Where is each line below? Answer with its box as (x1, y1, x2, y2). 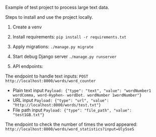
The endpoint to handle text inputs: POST (5, 73, 88, 79)
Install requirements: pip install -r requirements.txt (12, 34, 127, 40)
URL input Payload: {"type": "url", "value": (12, 97, 110, 103)
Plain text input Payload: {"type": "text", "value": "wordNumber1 (12, 87, 151, 93)
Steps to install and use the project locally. (5, 14, 93, 20)
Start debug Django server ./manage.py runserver (12, 53, 117, 59)
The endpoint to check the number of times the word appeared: (5, 121, 138, 127)
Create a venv (12, 24, 42, 30)
